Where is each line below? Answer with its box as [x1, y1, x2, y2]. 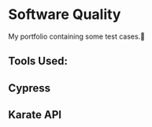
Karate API [8, 108, 61, 121]
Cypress [8, 81, 51, 95]
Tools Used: [8, 54, 69, 68]
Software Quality [8, 6, 121, 24]
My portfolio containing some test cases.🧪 [8, 32, 146, 41]
